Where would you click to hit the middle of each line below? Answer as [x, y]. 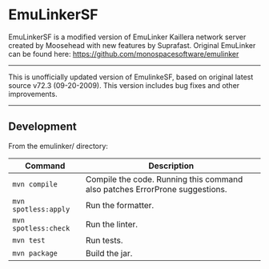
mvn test [29, 240]
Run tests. [104, 240]
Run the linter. [112, 224]
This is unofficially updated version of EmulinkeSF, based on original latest [131, 77]
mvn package [35, 253]
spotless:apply [41, 209]
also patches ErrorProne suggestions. [156, 189]
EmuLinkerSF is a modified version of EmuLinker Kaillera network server [127, 37]
